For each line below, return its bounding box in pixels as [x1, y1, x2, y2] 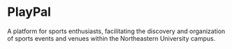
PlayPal [7, 4, 52, 20]
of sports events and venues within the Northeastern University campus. [7, 34, 216, 42]
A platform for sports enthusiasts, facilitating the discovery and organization [7, 27, 226, 35]
